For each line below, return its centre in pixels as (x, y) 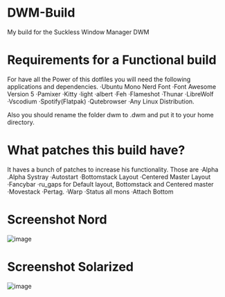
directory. (21, 122)
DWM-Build (41, 13)
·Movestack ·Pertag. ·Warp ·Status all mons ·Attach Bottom (90, 192)
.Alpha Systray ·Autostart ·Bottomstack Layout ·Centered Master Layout (109, 177)
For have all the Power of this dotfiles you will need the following (99, 79)
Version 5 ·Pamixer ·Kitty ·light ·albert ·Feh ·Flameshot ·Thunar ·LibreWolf (110, 94)
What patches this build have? (96, 150)
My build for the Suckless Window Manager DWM (78, 32)
